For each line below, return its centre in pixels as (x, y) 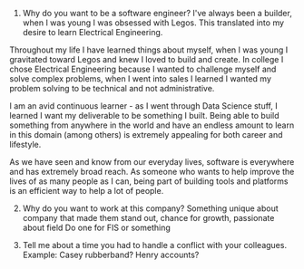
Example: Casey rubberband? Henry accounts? (111, 255)
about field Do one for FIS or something (96, 227)
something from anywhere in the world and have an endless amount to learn (152, 125)
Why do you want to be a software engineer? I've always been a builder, (157, 13)
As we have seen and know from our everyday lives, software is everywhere (152, 162)
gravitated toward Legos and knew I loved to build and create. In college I (147, 59)
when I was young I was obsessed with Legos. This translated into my (153, 23)
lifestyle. (25, 144)
